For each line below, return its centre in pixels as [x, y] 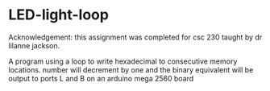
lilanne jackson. [34, 45]
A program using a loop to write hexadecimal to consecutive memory [123, 61]
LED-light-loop [58, 15]
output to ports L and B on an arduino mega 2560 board [101, 78]
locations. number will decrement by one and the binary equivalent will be [131, 69]
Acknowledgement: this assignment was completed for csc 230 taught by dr [135, 37]
